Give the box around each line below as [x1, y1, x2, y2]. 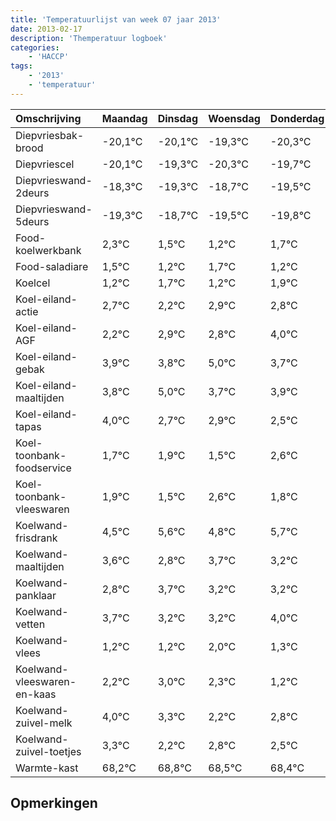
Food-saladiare [15, 259, 89, 273]
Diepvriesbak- [15, 128, 85, 142]
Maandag [101, 111, 148, 125]
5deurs [15, 214, 50, 228]
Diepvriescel [15, 157, 75, 171]
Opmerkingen [10, 795, 98, 812]
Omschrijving [15, 111, 82, 125]
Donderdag [269, 111, 325, 125]
